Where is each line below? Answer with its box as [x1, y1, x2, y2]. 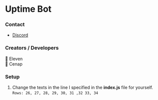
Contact [5, 21, 25, 28]
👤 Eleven [5, 56, 23, 62]
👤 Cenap [5, 61, 23, 67]
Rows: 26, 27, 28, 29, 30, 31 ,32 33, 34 [12, 91, 98, 96]
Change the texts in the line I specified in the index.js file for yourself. [12, 85, 153, 91]
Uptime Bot [5, 3, 52, 15]
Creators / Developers [5, 44, 59, 51]
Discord [12, 32, 28, 38]
